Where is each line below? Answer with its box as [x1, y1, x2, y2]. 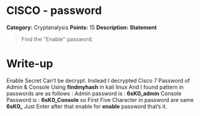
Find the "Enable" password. [21, 35, 93, 43]
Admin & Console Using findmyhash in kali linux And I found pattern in [6, 83, 184, 90]
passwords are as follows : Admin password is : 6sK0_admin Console [6, 89, 182, 97]
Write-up [6, 57, 54, 70]
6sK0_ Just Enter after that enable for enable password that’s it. [6, 103, 168, 110]
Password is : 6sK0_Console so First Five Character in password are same [6, 96, 194, 103]
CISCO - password [6, 4, 102, 18]
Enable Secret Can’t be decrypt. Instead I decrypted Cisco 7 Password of [6, 77, 190, 84]
